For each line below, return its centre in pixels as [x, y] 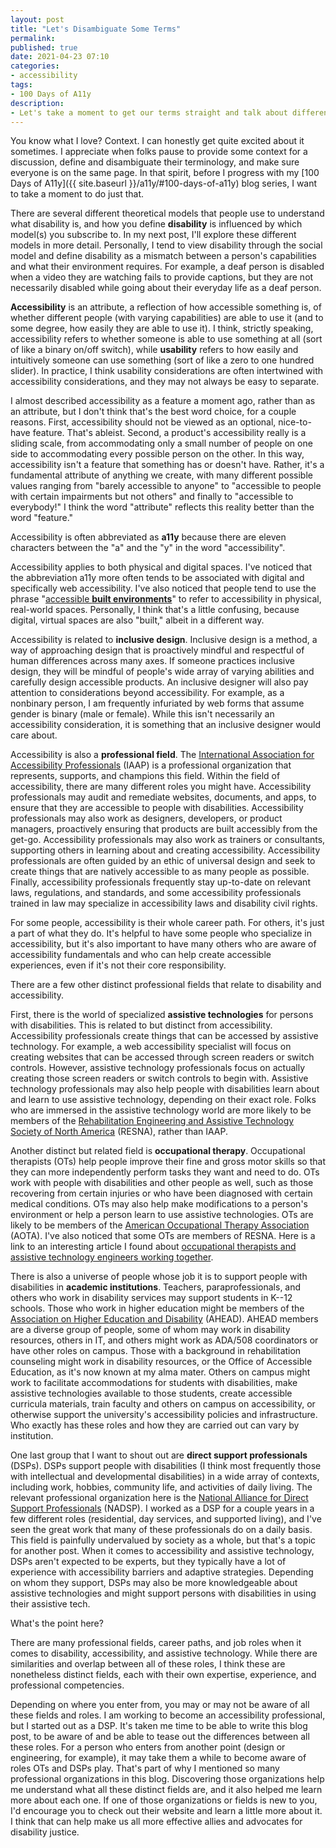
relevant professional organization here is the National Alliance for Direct [159, 1498]
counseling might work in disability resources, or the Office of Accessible [161, 1362]
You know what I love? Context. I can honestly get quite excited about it [157, 141]
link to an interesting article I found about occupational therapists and [153, 1247]
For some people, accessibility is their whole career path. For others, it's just [167, 923]
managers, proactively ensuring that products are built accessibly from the [164, 829]
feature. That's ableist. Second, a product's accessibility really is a [169, 433]
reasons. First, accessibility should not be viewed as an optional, [143, 422]
